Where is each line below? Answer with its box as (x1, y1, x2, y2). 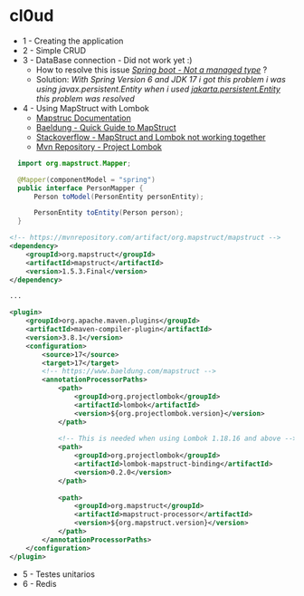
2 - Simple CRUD (22, 44, 87, 55)
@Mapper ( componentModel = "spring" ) (17, 175, 156, 184)
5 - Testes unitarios (22, 568, 95, 580)
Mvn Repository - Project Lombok (35, 141, 163, 152)
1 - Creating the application (22, 35, 124, 46)
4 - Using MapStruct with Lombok (22, 102, 149, 113)
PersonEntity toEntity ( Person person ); (33, 208, 184, 217)
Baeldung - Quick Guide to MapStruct (35, 121, 176, 132)
